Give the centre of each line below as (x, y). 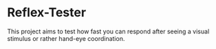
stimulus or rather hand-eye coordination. (66, 38)
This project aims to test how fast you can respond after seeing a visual (108, 31)
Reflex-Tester (47, 13)
